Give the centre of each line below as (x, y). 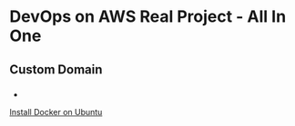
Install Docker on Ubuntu (56, 111)
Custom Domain (56, 69)
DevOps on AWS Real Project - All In (148, 17)
